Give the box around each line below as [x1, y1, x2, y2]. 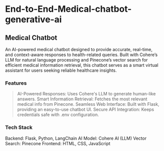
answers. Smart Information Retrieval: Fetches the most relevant [17, 96, 148, 102]
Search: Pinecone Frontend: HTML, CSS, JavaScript [5, 140, 111, 146]
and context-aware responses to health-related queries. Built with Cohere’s [5, 52, 158, 58]
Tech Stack [5, 124, 33, 131]
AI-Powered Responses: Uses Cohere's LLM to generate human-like [17, 91, 156, 97]
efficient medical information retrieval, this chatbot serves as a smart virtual [5, 62, 159, 68]
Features [5, 80, 27, 87]
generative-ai [5, 14, 62, 25]
